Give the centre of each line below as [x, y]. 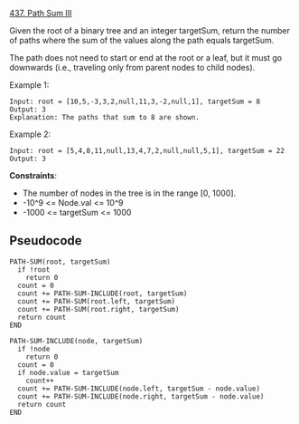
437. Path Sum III [41, 13]
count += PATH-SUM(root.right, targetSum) [98, 309]
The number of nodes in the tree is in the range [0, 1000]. [129, 193]
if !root [34, 270]
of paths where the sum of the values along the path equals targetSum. [142, 40]
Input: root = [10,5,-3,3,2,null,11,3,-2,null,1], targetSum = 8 [135, 101]
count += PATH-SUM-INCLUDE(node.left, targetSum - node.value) [139, 389]
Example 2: [30, 134]
